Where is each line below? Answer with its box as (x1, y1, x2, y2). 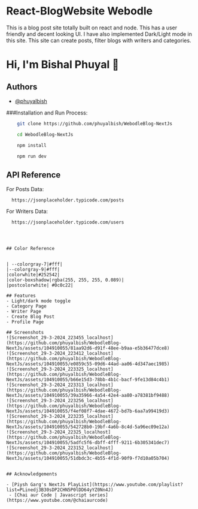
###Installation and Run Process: (6, 109, 88, 116)
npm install (17, 142, 47, 148)
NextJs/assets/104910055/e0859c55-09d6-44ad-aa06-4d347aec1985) (6, 361, 170, 367)
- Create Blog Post (6, 314, 55, 320)
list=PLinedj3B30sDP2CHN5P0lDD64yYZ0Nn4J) (6, 487, 114, 493)
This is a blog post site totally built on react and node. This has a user (6, 24, 178, 31)
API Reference (6, 170, 61, 180)
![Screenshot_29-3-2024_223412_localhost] (6, 351, 114, 357)
